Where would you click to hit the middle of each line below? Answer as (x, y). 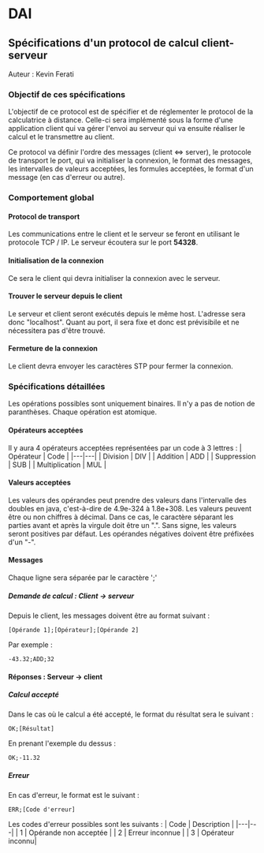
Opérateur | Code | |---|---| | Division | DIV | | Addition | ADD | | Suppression (132, 456)
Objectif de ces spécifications (67, 94)
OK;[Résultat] (32, 729)
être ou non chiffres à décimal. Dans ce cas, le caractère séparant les (121, 517)
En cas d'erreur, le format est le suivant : (74, 795)
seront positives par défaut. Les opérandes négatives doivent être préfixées (131, 533)
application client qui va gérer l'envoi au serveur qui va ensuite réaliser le (127, 129)
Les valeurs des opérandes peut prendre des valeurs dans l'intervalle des (127, 500)
